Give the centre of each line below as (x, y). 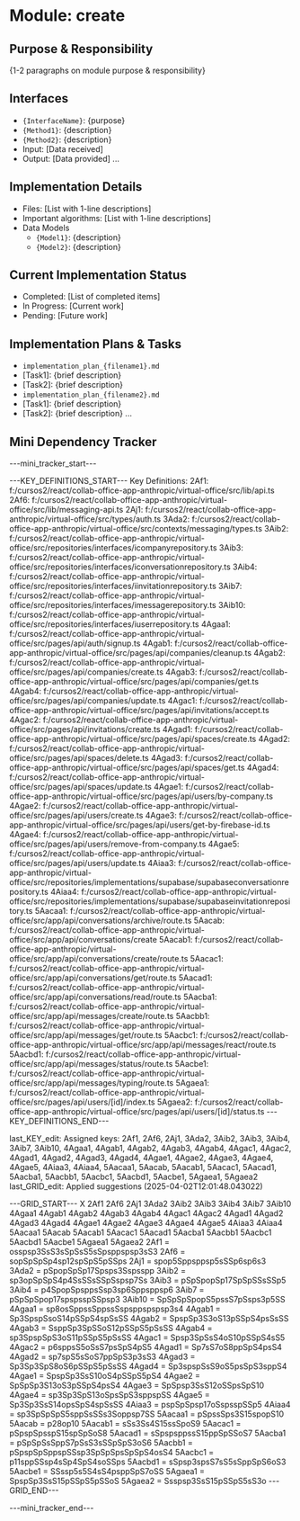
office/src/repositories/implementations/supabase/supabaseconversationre (149, 882)
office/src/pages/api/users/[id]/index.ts (82, 1102)
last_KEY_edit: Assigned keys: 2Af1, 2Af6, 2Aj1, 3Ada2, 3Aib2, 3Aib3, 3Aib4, (150, 1139)
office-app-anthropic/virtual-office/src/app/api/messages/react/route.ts (143, 1045)
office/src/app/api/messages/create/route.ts (92, 1016)
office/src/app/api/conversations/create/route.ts (99, 959)
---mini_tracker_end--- (52, 1508)
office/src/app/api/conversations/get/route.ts (93, 978)
